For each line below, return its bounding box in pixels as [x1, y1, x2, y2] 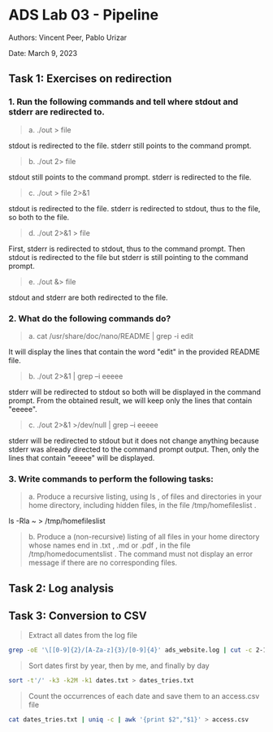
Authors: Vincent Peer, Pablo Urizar [8, 32, 128, 42]
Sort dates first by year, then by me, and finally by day [28, 661, 210, 671]
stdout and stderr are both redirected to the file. [8, 292, 168, 302]
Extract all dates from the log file [28, 630, 138, 640]
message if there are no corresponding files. [28, 558, 177, 568]
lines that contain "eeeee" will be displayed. [8, 453, 155, 462]
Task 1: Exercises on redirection [8, 71, 172, 86]
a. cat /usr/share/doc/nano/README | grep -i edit [28, 331, 193, 340]
